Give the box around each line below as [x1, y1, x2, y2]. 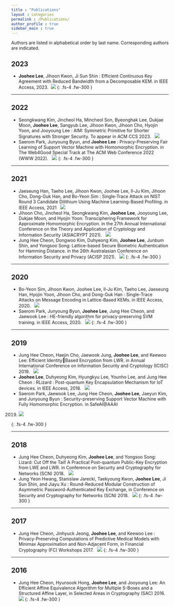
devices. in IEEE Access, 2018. [18, 385, 81, 391]
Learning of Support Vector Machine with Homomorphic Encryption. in [18, 144, 164, 150]
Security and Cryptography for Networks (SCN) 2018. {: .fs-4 [18, 493, 153, 498]
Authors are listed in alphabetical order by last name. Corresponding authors [11, 40, 169, 46]
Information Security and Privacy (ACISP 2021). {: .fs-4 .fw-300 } [18, 254, 161, 260]
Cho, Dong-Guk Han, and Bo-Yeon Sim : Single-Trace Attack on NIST [18, 193, 161, 199]
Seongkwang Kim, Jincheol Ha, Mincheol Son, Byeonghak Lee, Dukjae [18, 116, 163, 123]
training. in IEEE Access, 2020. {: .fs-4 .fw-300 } [18, 320, 127, 326]
